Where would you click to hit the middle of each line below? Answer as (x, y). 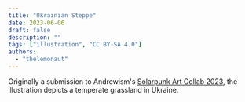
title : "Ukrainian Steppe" (52, 15)
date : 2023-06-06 (37, 23)
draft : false (29, 30)
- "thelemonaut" (42, 60)
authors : (22, 52)
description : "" (35, 37)
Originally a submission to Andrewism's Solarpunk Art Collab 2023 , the (123, 81)
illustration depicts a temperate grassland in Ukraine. (93, 89)
